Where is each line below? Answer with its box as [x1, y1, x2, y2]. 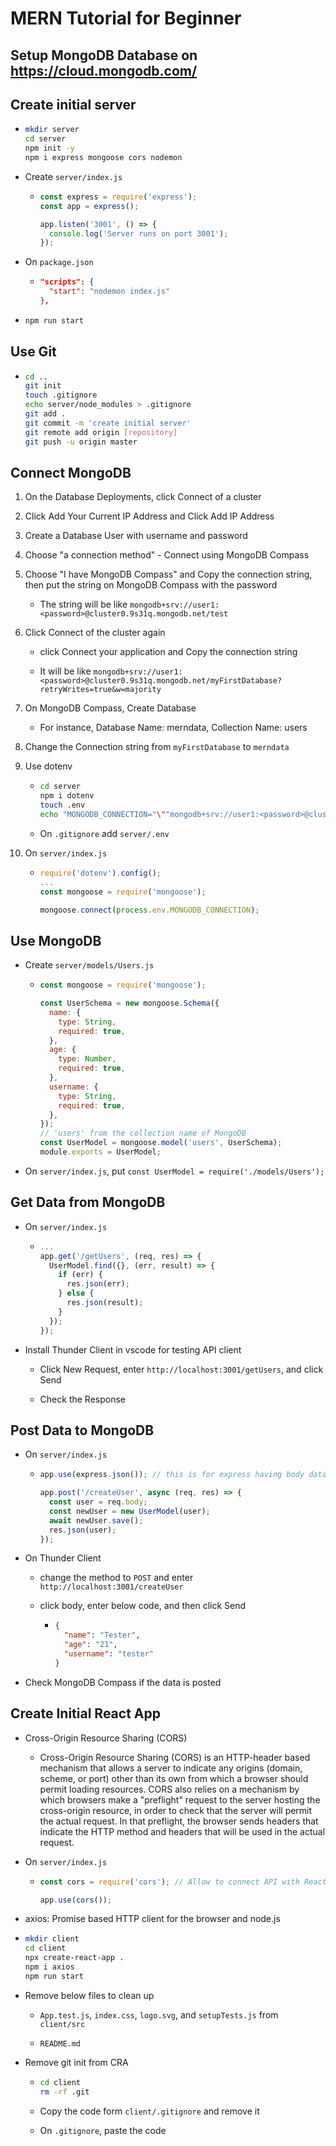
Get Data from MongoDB [10, 1194, 166, 1211]
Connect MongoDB [10, 464, 132, 481]
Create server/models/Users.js [24, 959, 155, 971]
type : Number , [58, 1054, 117, 1064]
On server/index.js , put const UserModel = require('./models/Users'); [24, 1165, 325, 1177]
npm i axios [24, 1962, 75, 1972]
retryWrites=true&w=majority [39, 685, 162, 695]
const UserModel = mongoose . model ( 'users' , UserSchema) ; [39, 1138, 283, 1148]
